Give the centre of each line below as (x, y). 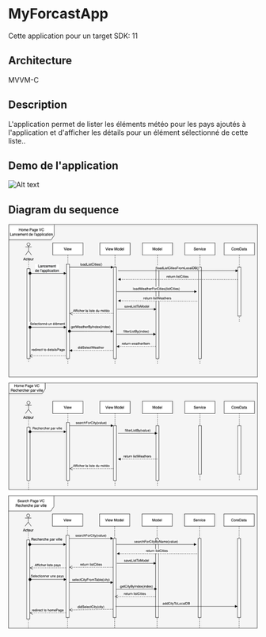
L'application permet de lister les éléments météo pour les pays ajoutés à (127, 124)
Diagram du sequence (64, 210)
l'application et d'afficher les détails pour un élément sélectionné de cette (128, 132)
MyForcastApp (58, 14)
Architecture (40, 61)
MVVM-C (24, 79)
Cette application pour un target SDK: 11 (73, 36)
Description (38, 105)
